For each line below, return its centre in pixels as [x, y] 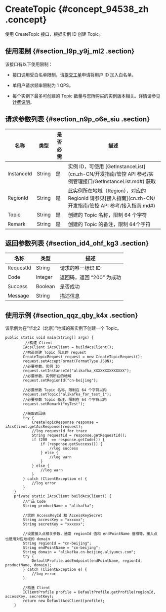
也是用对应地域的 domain [28, 539]
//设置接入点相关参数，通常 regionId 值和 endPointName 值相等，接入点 [90, 534]
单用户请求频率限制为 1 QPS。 [42, 85]
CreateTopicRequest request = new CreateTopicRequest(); [83, 357]
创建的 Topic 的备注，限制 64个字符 [109, 224]
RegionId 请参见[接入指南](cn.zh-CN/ [112, 198]
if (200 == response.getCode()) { [68, 440]
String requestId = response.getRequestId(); [79, 436]
